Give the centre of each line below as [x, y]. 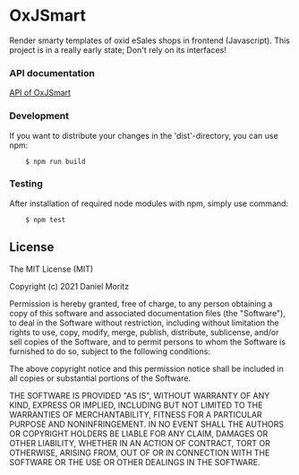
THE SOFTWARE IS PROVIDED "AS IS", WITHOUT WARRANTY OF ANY [140, 395]
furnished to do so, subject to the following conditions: [110, 351]
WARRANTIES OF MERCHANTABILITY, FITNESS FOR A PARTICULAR [136, 414]
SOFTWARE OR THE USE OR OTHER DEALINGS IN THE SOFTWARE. [135, 462]
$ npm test [46, 220]
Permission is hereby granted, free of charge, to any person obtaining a [141, 303]
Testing [26, 184]
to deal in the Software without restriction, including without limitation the [144, 323]
